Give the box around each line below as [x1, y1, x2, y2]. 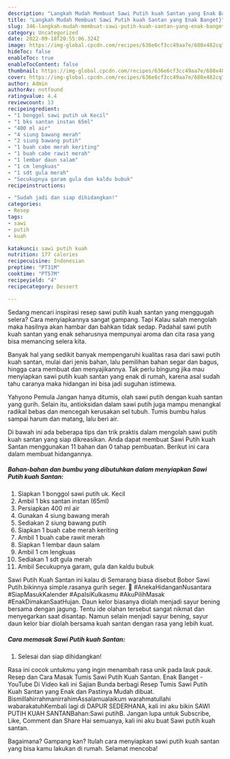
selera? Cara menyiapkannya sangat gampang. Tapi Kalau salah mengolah [8, 315, 217, 323]
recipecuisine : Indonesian [8, 258, 85, 264]
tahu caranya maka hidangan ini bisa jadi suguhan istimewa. [8, 379, 177, 388]
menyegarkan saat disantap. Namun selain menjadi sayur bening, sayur [8, 612, 209, 621]
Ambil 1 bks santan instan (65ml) [17, 497, 110, 506]
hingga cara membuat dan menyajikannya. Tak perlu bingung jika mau [8, 364, 205, 373]
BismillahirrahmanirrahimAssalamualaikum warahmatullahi [8, 695, 171, 703]
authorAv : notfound [8, 86, 63, 93]
